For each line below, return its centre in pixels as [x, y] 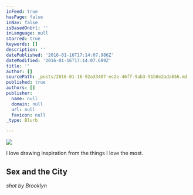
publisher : [19, 93]
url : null [23, 110]
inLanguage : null [27, 33]
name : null [25, 98]
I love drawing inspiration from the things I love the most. [75, 153]
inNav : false [22, 22]
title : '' [18, 66]
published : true [26, 83]
